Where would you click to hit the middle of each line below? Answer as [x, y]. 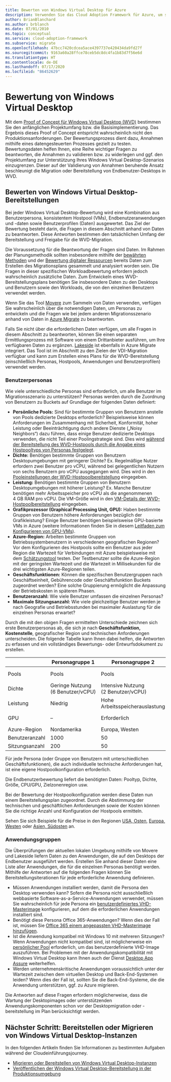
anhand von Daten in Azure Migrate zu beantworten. [60, 319]
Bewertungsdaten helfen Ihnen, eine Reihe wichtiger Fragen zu [71, 149]
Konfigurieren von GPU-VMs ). [44, 531]
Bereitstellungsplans [27, 282]
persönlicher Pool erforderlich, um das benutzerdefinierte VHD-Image [86, 947]
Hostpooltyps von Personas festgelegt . [54, 450]
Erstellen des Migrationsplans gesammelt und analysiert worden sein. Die [82, 265]
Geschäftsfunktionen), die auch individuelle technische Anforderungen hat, [84, 764]
